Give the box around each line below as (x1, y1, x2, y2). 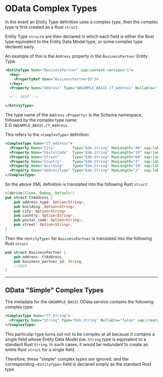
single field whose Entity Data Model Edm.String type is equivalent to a (5, 336, 147, 342)
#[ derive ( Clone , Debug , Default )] (5, 191, 75, 196)
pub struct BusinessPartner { (5, 250, 66, 255)
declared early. (5, 44, 35, 49)
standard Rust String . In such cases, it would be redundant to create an (5, 341, 148, 347)
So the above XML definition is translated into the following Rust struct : (5, 181, 148, 187)
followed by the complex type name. (5, 117, 78, 123)
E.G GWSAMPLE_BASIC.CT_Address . (5, 122, 69, 128)
